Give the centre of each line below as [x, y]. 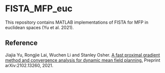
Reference [21, 43]
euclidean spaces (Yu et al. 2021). [39, 27]
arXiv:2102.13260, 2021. [29, 65]
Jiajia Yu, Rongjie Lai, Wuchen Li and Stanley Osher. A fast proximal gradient [82, 55]
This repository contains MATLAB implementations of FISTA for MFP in [77, 22]
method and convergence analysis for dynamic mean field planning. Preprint [83, 60]
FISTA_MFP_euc [39, 9]
